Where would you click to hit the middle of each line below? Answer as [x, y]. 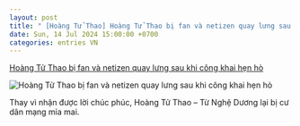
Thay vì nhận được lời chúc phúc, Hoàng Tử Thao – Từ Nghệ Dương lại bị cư [149, 103]
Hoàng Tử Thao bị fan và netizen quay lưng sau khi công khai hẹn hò [137, 68]
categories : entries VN [54, 42]
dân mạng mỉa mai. [44, 112]
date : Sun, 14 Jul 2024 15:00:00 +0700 [84, 34]
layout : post [34, 17]
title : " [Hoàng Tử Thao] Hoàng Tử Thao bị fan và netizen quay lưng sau [150, 26]
